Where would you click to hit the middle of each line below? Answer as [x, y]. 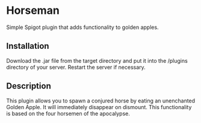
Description [29, 86]
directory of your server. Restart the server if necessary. [76, 67]
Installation [28, 46]
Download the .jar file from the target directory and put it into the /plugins [97, 60]
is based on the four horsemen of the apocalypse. [68, 113]
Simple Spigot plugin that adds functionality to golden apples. [82, 27]
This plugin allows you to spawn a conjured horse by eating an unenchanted [101, 101]
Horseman [33, 11]
